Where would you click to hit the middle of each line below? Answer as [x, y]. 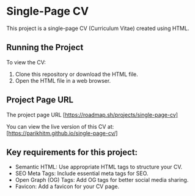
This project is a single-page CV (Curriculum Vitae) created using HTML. [98, 28]
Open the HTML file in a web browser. [63, 80]
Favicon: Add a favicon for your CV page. [67, 187]
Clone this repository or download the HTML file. [77, 74]
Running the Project [45, 47]
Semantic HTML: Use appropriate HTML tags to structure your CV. [99, 167]
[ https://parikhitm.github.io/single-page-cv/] [62, 133]
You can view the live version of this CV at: [60, 126]
